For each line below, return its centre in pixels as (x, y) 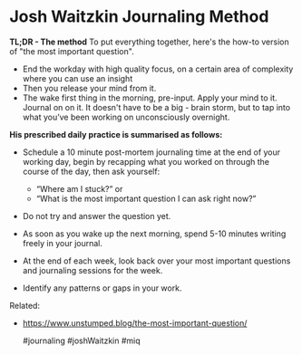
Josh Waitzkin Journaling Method (139, 17)
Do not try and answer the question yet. (97, 216)
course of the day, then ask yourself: (91, 171)
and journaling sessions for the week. (93, 270)
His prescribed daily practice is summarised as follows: (116, 134)
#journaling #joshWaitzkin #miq (81, 341)
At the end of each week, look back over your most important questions (156, 261)
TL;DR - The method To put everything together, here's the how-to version (149, 42)
